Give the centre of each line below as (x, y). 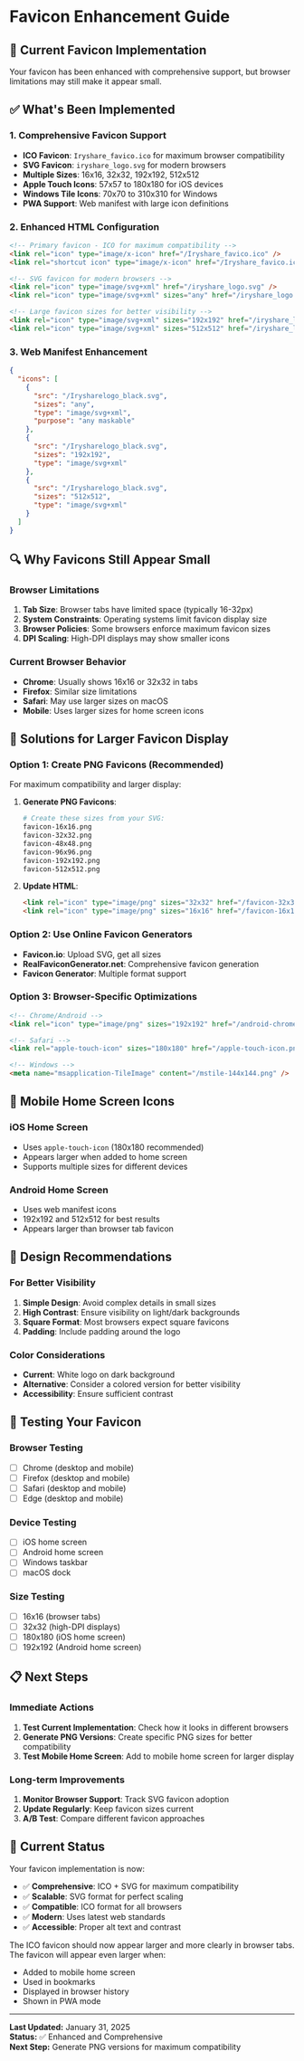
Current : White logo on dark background (99, 1375)
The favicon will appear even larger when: (88, 1954)
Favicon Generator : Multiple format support (104, 974)
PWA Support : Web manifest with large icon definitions (125, 203)
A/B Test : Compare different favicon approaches (114, 1819)
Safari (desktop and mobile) (74, 1488)
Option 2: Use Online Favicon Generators (101, 935)
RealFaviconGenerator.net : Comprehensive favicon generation (141, 964)
